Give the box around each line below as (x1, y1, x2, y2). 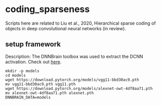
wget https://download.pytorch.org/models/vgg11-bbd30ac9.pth (5, 77, 139, 82)
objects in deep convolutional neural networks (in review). (5, 25, 127, 31)
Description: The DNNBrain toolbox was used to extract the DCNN (5, 53, 143, 59)
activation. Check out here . (5, 59, 62, 65)
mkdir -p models (5, 68, 39, 73)
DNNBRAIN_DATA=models (5, 94, 51, 100)
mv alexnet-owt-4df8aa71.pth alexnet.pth (5, 90, 94, 95)
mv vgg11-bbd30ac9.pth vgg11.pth (5, 81, 76, 86)
